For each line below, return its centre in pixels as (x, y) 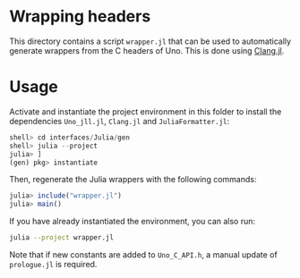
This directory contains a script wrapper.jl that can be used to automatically (150, 41)
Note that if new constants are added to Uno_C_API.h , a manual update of (143, 255)
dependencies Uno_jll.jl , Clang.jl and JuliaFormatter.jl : (120, 121)
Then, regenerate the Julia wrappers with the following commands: (133, 180)
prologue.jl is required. (53, 264)
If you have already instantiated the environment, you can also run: (133, 222)
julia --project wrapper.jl (62, 238)
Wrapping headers (80, 17)
